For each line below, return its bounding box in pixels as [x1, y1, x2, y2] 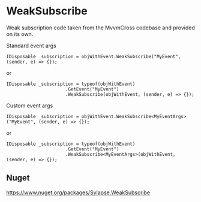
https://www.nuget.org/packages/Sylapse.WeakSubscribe [6, 189, 151, 196]
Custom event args [6, 102, 53, 109]
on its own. [6, 30, 34, 37]
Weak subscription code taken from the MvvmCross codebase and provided [6, 24, 195, 31]
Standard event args [6, 42, 57, 49]
